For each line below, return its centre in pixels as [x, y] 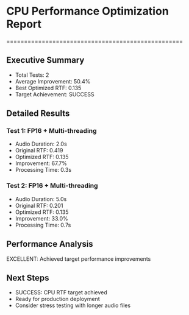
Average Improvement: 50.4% [53, 81]
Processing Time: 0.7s [43, 225]
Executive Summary [45, 60]
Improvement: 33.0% [41, 218]
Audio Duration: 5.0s [41, 199]
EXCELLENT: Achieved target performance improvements [79, 259]
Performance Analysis [50, 244]
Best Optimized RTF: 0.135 [48, 88]
